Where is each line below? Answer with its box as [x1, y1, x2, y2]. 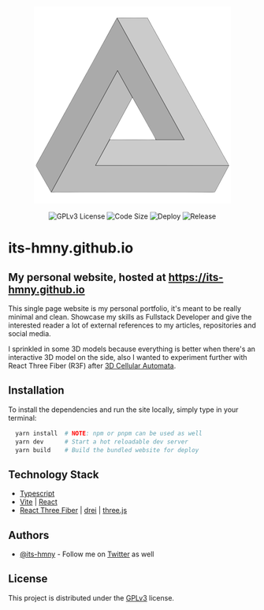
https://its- [168, 271, 224, 284]
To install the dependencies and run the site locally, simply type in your [8, 405, 239, 414]
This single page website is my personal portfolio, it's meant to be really [8, 304, 242, 313]
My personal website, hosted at [8, 271, 167, 284]
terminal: [8, 413, 37, 422]
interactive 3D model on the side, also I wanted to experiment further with [8, 353, 247, 361]
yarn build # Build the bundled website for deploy [15, 446, 199, 454]
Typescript [19, 488, 55, 499]
